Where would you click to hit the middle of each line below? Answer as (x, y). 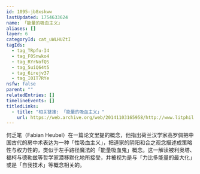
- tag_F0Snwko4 (31, 56)
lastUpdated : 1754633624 (37, 17)
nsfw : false (21, 84)
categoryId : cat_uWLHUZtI (38, 39)
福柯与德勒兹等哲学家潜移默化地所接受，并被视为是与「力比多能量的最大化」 (101, 158)
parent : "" (20, 90)
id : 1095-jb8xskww (29, 12)
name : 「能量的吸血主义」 (34, 23)
